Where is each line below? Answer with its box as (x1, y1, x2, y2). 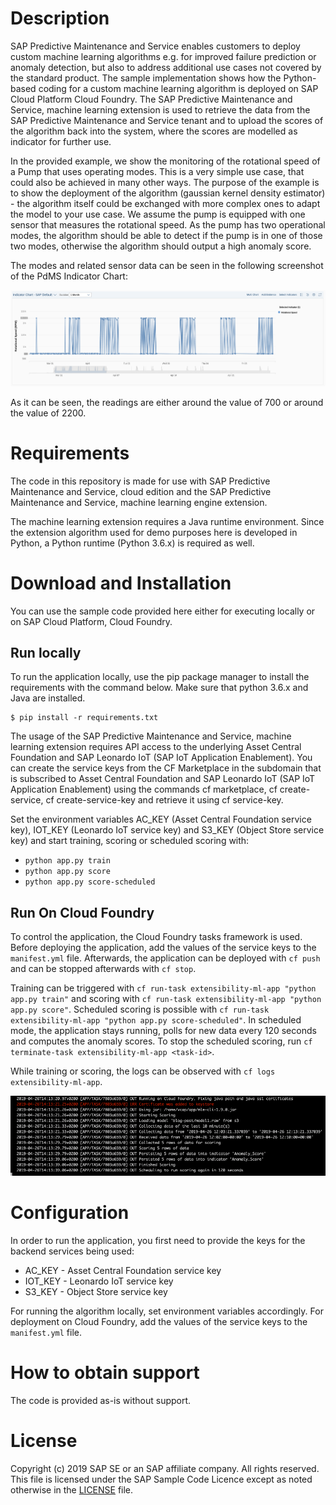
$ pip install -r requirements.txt (10, 713, 159, 723)
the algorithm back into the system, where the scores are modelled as (10, 125, 298, 137)
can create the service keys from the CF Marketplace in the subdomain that (10, 762, 322, 774)
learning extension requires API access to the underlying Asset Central (10, 741, 302, 753)
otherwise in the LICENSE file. (10, 1483, 134, 1496)
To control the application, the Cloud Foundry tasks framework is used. (10, 931, 303, 943)
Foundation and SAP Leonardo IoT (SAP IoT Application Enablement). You (10, 752, 313, 764)
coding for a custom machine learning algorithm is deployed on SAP (38, 82, 319, 94)
